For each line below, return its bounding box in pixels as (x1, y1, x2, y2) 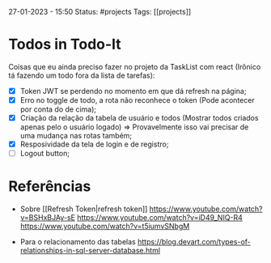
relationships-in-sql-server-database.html (19, 246, 160, 256)
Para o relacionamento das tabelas (19, 237, 136, 247)
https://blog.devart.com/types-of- (137, 237, 251, 247)
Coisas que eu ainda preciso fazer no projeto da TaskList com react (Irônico (8, 62, 261, 71)
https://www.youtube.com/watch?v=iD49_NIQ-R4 (76, 213, 243, 223)
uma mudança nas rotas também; (19, 131, 133, 141)
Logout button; (19, 149, 70, 159)
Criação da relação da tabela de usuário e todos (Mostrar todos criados (19, 113, 259, 123)
